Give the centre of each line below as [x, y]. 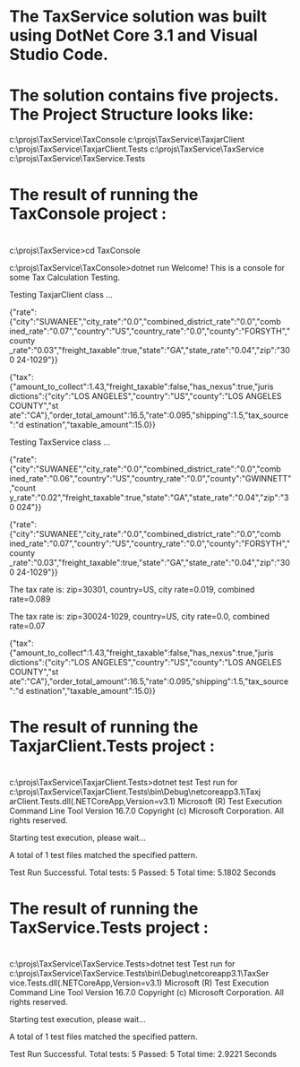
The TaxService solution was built [138, 17]
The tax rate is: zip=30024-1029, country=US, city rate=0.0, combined [140, 616]
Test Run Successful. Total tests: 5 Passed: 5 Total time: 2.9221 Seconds [143, 1054]
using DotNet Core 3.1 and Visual [133, 35]
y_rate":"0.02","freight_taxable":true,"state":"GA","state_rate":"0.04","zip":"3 [149, 497]
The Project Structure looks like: [132, 115]
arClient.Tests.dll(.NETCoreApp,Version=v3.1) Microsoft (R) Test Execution [146, 801]
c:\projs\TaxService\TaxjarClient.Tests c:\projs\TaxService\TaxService [137, 149]
